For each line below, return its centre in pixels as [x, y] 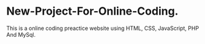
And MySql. [21, 34]
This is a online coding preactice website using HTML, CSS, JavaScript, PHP [103, 28]
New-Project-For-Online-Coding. [92, 11]
